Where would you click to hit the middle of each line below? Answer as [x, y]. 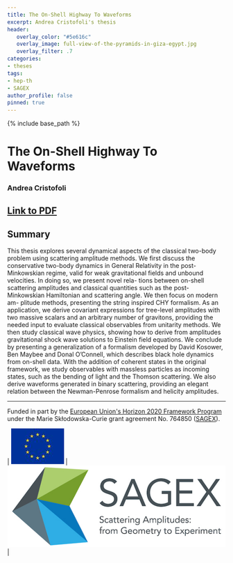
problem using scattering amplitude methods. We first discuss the [101, 258]
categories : [24, 59]
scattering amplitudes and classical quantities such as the [90, 288]
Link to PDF [32, 211]
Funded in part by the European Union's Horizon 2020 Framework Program [114, 411]
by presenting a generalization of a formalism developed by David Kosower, [115, 347]
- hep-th [20, 81]
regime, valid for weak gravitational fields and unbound [125, 273]
